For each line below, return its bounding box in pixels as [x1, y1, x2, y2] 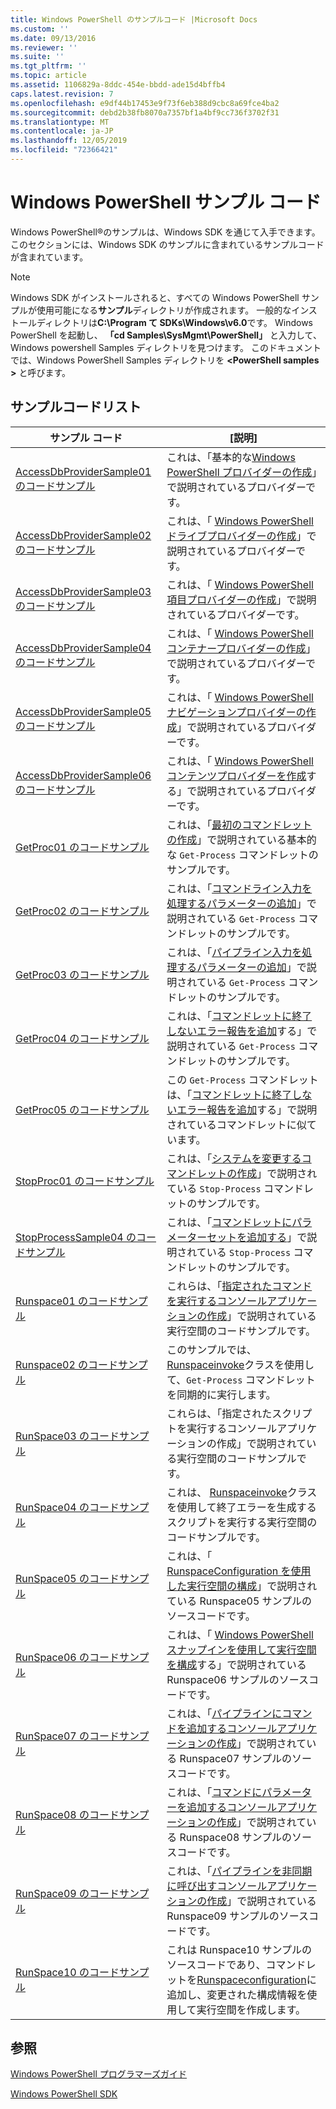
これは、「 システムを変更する [166, 1151, 302, 1165]
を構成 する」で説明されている [166, 1657, 307, 1671]
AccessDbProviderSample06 [15, 768, 152, 782]
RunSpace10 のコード [15, 1965, 120, 1979]
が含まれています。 [10, 251, 89, 263]
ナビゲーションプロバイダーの [166, 705, 307, 719]
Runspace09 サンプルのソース [166, 1909, 309, 1923]
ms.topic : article [10, 71, 87, 81]
